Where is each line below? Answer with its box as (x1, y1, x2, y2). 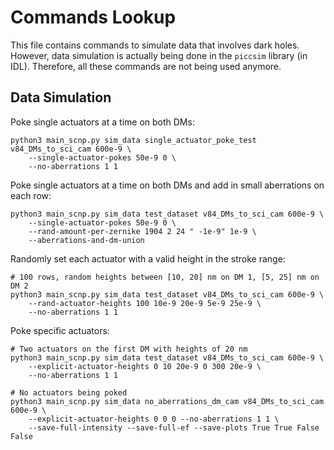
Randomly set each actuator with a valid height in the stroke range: (10, 252, 286, 265)
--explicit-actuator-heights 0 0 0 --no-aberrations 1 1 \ (28, 414, 280, 424)
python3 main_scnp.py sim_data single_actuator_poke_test (10, 135, 257, 145)
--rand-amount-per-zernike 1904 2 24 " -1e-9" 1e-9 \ (28, 226, 257, 236)
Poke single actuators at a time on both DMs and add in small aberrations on (10, 179, 325, 191)
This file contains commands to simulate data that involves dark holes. (10, 39, 300, 51)
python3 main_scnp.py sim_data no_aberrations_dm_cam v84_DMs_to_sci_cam (10, 396, 325, 406)
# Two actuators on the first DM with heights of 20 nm (10, 344, 248, 354)
